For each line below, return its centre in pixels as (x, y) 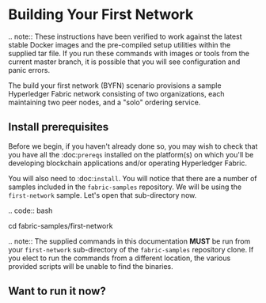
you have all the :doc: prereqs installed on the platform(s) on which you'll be (131, 154)
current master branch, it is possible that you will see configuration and (124, 62)
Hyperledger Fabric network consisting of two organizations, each (116, 93)
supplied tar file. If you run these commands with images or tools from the (129, 53)
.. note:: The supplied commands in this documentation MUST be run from (129, 241)
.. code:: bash (30, 210)
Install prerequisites (59, 127)
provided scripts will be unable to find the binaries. (91, 266)
